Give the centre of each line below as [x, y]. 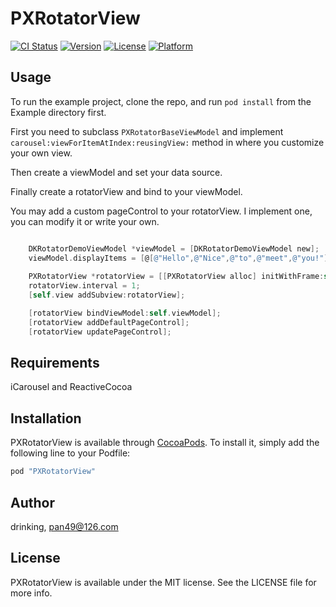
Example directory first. [58, 112]
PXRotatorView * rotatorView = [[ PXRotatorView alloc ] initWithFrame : [176, 277]
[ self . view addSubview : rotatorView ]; [107, 295]
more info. [31, 593]
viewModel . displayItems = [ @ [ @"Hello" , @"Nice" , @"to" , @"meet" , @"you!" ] [178, 258]
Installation [46, 418]
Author [32, 502]
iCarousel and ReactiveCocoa [71, 387]
